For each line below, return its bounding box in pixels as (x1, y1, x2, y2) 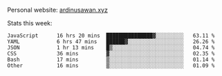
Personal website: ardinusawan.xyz (7, 6, 109, 14)
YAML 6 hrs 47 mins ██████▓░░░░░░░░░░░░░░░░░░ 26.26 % (7, 38, 215, 45)
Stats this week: (7, 19, 53, 27)
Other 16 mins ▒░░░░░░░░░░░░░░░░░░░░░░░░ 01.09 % (7, 62, 215, 69)
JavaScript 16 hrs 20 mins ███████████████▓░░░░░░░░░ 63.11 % (7, 32, 215, 39)
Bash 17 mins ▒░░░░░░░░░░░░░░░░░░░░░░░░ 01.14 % (7, 56, 215, 63)
